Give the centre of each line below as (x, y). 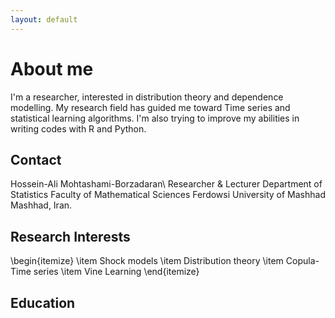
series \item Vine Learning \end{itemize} (116, 272)
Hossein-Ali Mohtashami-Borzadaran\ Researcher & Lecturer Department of (166, 184)
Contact (36, 159)
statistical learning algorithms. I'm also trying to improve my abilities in (155, 118)
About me (52, 68)
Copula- (302, 261)
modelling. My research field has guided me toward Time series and (150, 107)
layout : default (44, 19)
